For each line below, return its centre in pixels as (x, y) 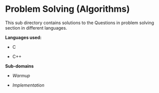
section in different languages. (36, 28)
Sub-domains (19, 66)
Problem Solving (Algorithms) (68, 9)
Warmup (21, 75)
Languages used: (24, 37)
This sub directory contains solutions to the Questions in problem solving (80, 23)
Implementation (28, 85)
